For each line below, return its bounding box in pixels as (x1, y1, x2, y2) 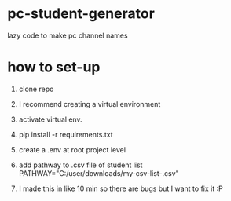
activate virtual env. (18, 115, 83, 124)
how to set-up (7, 58, 101, 76)
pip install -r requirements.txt (18, 130, 113, 139)
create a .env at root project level (18, 144, 126, 154)
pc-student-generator (7, 5, 155, 23)
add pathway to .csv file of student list (18, 160, 143, 170)
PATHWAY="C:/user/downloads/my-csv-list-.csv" (18, 168, 180, 177)
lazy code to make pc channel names (7, 31, 128, 40)
